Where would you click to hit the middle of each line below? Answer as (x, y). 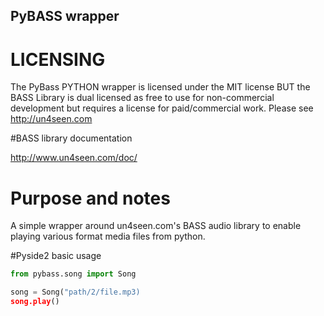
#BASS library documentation (71, 138)
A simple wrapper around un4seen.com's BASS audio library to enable (156, 226)
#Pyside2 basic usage (56, 256)
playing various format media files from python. (108, 236)
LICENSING (58, 59)
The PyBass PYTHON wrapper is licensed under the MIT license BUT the (160, 87)
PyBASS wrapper (65, 16)
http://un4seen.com (51, 119)
